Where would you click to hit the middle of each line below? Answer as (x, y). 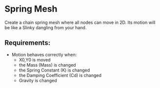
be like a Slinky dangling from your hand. (46, 27)
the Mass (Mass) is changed (47, 65)
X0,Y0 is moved (35, 60)
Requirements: (28, 43)
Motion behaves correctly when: (44, 54)
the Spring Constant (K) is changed (54, 70)
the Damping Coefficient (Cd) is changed (60, 75)
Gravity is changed (38, 80)
